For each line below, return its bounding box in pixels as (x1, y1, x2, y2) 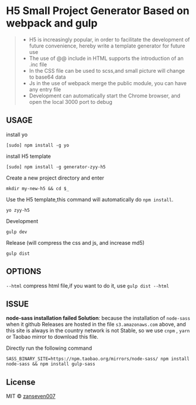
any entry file (29, 86, 61, 93)
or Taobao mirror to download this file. (6, 333, 98, 340)
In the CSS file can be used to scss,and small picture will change (29, 67, 185, 74)
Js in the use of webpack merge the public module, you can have (29, 79, 187, 86)
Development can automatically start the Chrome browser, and (29, 92, 180, 99)
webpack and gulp (6, 16, 98, 30)
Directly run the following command (6, 345, 92, 352)
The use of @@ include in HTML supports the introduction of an (29, 55, 184, 62)
